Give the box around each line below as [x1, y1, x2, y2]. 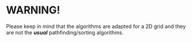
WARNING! [6, 3, 60, 17]
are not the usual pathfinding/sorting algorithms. [6, 29, 124, 36]
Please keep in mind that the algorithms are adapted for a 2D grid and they [6, 23, 186, 30]
